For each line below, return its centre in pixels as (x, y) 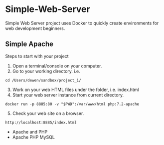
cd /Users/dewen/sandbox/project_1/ (43, 80)
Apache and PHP (30, 131)
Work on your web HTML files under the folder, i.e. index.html (76, 89)
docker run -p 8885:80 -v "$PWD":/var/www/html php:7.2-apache (72, 104)
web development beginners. (35, 28)
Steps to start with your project (37, 56)
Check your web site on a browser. (48, 113)
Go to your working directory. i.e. (46, 71)
